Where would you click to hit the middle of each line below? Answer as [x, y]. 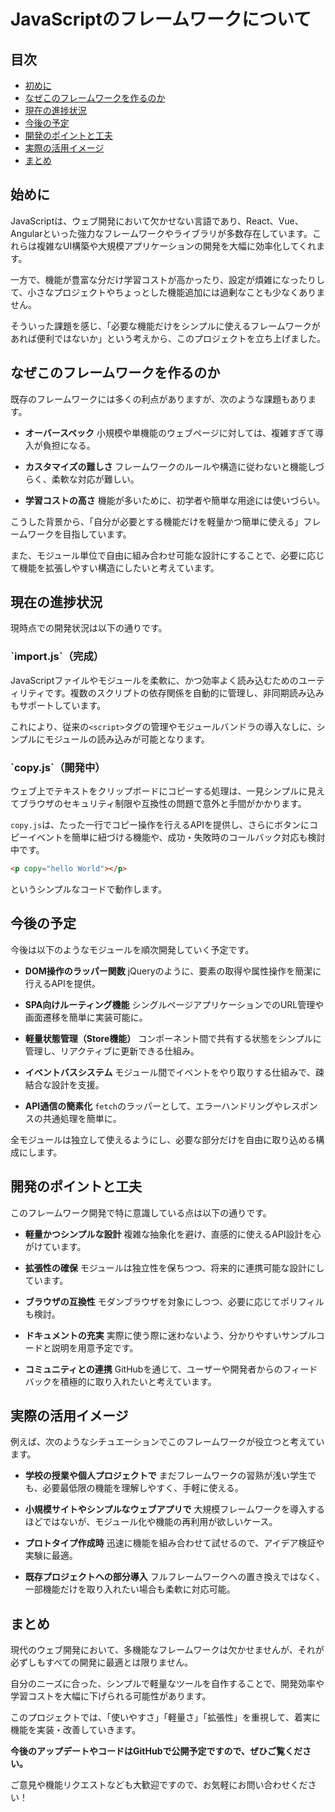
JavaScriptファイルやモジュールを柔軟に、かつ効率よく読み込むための [154, 680]
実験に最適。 [51, 1556]
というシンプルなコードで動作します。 [89, 889]
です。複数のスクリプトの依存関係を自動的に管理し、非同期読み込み [184, 692]
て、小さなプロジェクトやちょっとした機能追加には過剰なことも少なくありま [168, 292]
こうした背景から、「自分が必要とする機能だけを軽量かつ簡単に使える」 [157, 521]
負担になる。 [69, 445]
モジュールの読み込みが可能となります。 [127, 739]
